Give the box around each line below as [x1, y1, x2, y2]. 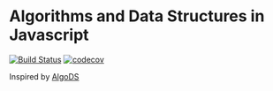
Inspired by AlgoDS [9, 71, 80, 81]
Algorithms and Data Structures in [9, 6, 265, 27]
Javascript [9, 25, 90, 45]
